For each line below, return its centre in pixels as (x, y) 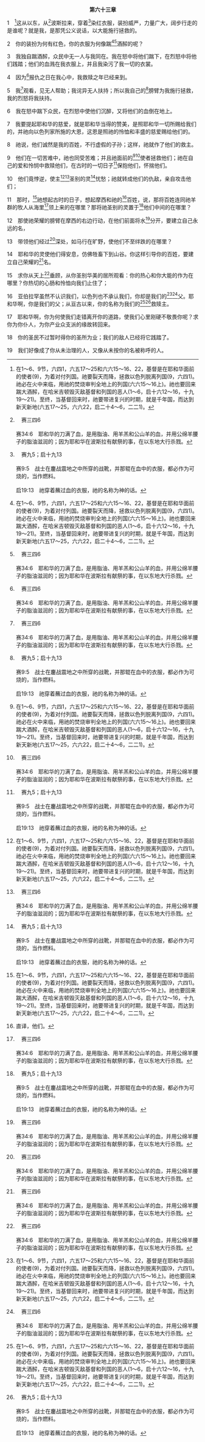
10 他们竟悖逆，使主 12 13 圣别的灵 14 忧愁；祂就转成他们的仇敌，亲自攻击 (96, 178)
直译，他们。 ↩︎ (35, 1026)
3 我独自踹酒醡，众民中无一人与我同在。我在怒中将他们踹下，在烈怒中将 (99, 57)
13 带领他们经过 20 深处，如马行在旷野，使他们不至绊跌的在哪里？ (90, 241)
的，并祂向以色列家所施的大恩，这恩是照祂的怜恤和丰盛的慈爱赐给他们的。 (100, 131)
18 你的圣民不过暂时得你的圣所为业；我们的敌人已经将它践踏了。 (90, 337)
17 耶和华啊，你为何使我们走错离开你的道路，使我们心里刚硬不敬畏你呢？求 (103, 316)
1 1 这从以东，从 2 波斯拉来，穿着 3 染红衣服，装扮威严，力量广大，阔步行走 (99, 22)
